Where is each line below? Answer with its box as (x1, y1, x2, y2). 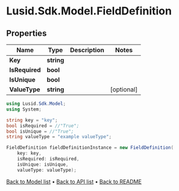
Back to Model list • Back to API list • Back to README (6, 178, 142, 185)
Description (70, 46, 104, 54)
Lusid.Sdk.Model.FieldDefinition (6, 4, 172, 18)
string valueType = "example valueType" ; (6, 134, 112, 140)
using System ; (6, 106, 42, 112)
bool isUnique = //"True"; (6, 128, 74, 135)
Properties (6, 28, 47, 38)
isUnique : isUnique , (17, 161, 69, 168)
